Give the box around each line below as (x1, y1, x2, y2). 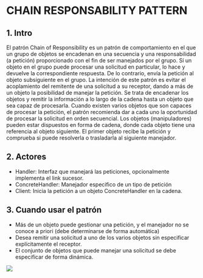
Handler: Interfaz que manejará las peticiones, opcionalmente (15, 168, 170, 175)
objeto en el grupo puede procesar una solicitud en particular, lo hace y (6, 63, 185, 70)
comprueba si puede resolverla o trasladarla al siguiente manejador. (6, 134, 176, 141)
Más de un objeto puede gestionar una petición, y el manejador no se (15, 221, 190, 228)
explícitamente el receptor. (15, 240, 82, 248)
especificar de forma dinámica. (15, 253, 94, 260)
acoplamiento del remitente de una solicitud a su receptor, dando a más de (6, 83, 193, 90)
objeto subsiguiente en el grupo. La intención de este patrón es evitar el (6, 76, 187, 83)
